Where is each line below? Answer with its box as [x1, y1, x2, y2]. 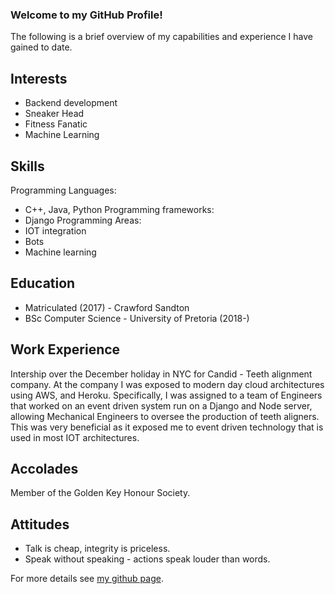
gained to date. [10, 41, 73, 53]
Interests [10, 70, 68, 87]
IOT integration [24, 224, 87, 237]
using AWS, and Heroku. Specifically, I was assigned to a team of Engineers [10, 389, 323, 401]
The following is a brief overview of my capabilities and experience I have [10, 31, 313, 43]
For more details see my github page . [10, 573, 164, 585]
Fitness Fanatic [24, 118, 88, 130]
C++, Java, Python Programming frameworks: [24, 203, 215, 215]
